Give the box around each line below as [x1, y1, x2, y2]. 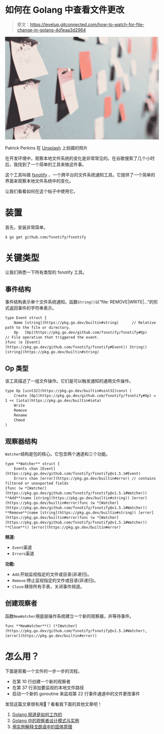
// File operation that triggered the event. [5, 335, 99, 340]
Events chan [14, 466, 38, 471]
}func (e [5, 340, 23, 345]
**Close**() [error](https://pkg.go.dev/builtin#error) [5, 525, 121, 530]
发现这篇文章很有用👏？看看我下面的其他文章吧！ [5, 701, 102, 707]
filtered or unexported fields [5, 481, 69, 486]
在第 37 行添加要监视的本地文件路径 [12, 685, 84, 691]
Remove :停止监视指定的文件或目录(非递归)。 [12, 577, 99, 583]
